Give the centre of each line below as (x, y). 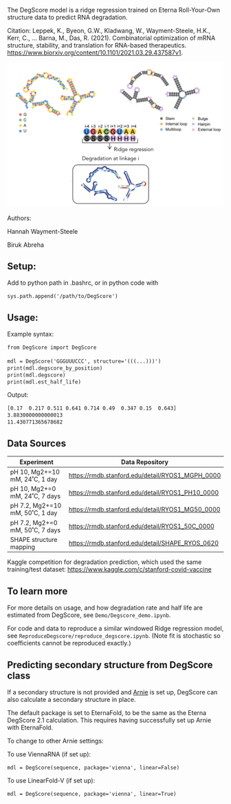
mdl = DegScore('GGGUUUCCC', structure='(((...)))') (84, 361)
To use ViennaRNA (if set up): (49, 754)
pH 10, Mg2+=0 (33, 489)
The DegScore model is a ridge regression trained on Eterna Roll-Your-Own (114, 10)
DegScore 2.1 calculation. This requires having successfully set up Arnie (109, 720)
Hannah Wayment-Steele (43, 231)
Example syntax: (30, 334)
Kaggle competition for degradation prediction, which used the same (104, 562)
